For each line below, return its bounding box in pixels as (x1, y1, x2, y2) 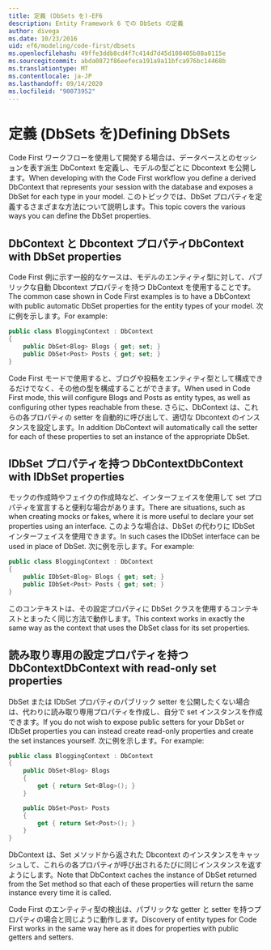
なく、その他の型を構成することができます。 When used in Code (36, 383, 251, 393)
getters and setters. (8, 932, 74, 942)
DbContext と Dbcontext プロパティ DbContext (8, 236, 244, 250)
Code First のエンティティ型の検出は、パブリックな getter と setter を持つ (8, 905, 255, 914)
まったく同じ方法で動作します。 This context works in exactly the (29, 613, 245, 624)
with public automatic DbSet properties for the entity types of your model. (8, 301, 255, 311)
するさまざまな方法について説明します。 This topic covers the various (15, 202, 246, 211)
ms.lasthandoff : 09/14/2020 (8, 79, 104, 87)
